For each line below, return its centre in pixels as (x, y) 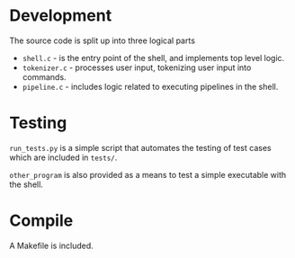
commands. (44, 76)
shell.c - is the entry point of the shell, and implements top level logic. (153, 58)
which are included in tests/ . (63, 157)
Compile (41, 221)
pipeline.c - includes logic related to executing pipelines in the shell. (150, 86)
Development (61, 16)
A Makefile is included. (52, 245)
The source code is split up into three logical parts (103, 40)
